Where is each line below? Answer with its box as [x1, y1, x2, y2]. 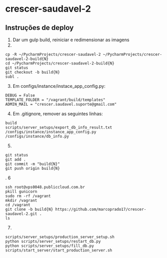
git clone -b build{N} [5, 207, 53, 212]
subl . [5, 74, 19, 79]
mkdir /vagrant [5, 198, 38, 203]
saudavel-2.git [5, 211, 38, 216]
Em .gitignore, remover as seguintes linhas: [12, 111, 103, 117]
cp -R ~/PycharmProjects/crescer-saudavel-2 [5, 52, 101, 57]
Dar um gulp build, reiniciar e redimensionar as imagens [12, 37, 129, 43]
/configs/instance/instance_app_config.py [5, 130, 96, 135]
